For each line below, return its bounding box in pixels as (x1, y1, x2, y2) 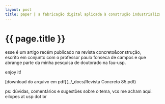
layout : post (5, 7, 32, 12)
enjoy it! (5, 69, 21, 75)
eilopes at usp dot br (5, 94, 47, 100)
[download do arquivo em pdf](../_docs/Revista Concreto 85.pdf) (5, 79, 137, 85)
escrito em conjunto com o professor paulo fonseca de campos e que (5, 55, 146, 61)
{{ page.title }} (5, 33, 66, 44)
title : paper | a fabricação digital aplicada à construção (5, 12, 131, 17)
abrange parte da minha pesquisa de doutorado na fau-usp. (5, 60, 126, 66)
